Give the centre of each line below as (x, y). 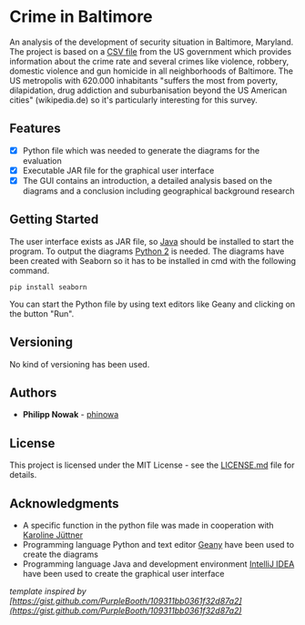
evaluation (42, 160)
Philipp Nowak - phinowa (71, 415)
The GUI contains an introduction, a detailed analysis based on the (147, 180)
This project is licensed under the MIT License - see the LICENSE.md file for (152, 465)
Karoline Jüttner (53, 535)
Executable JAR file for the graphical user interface (118, 170)
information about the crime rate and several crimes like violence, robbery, (149, 61)
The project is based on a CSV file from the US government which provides (151, 51)
